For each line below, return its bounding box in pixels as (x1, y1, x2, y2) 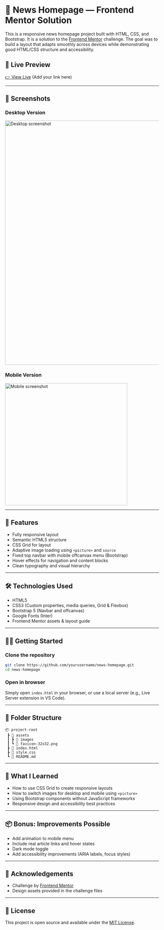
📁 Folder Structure (5, 714, 62, 722)
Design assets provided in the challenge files (12, 888, 102, 894)
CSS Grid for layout (12, 542, 51, 548)
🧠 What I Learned (5, 772, 59, 780)
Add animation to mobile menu (12, 835, 74, 841)
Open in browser (5, 679, 45, 686)
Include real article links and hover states (12, 841, 95, 846)
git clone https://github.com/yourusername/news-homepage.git (5, 663, 134, 668)
